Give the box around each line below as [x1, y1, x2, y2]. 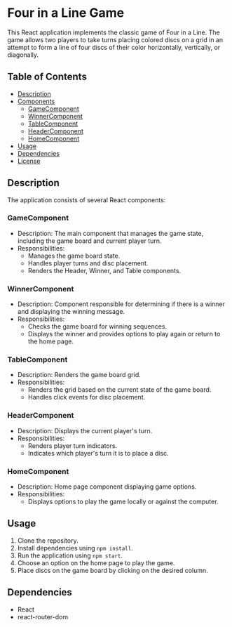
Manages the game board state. [27, 251, 121, 260]
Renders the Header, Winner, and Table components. [27, 266, 181, 275]
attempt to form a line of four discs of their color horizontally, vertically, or [7, 43, 221, 51]
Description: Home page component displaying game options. [17, 482, 197, 491]
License [17, 157, 41, 165]
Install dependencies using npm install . [17, 543, 133, 552]
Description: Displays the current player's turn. [17, 426, 153, 435]
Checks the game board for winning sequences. [27, 322, 167, 331]
